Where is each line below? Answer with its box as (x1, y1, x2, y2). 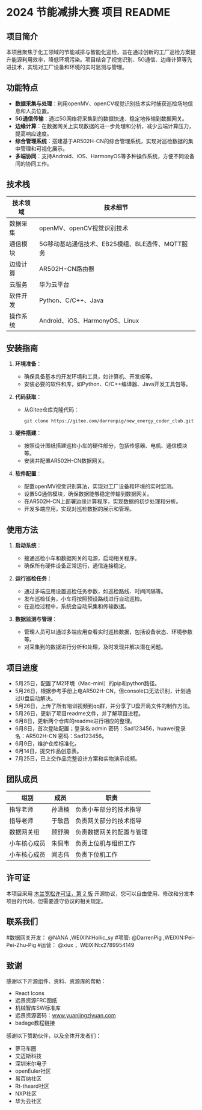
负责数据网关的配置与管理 (75, 828, 148, 836)
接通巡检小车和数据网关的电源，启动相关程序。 (23, 555, 140, 562)
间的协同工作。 (14, 160, 52, 167)
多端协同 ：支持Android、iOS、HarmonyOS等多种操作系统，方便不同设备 (14, 152, 195, 159)
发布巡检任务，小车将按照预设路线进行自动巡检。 (23, 595, 145, 602)
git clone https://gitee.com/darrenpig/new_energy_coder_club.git (23, 418, 194, 424)
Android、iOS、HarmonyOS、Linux (38, 316, 139, 325)
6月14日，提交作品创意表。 (14, 747, 82, 755)
